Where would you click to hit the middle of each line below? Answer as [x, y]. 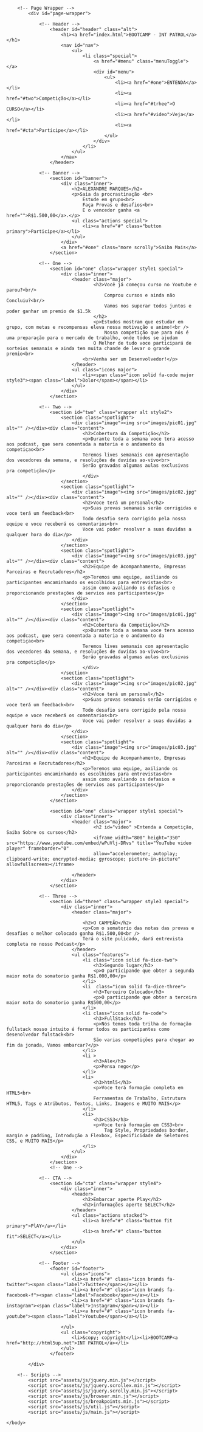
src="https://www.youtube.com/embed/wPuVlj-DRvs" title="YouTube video [99, 843]
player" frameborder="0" [38, 849]
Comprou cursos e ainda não [139, 295]
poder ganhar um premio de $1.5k [49, 311]
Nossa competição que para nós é [146, 332]
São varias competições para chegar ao [144, 1040]
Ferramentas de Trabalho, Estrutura [140, 1098]
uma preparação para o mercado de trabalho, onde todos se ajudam [92, 338]
